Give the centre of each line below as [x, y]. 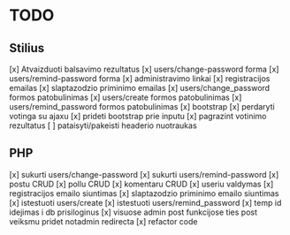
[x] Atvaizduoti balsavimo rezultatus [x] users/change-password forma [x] [144, 69]
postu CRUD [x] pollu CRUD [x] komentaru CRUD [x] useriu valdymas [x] [141, 184]
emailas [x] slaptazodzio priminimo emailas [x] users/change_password [140, 88]
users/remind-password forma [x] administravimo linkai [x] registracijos [140, 79]
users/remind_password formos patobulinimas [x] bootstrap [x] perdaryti [142, 106]
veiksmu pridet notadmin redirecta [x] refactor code [103, 221]
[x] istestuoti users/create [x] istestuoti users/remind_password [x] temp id [145, 202]
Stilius [27, 48]
